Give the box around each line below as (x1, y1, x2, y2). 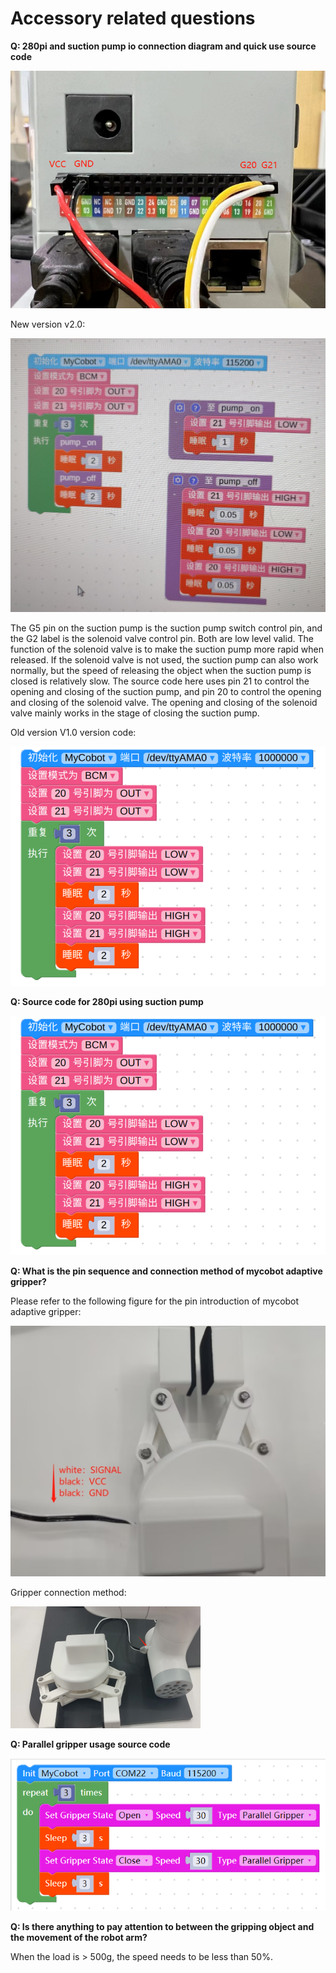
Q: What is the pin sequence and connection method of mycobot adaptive (10, 1265, 323, 1277)
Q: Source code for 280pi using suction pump (10, 995, 204, 1007)
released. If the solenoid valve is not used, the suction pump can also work (10, 653, 319, 666)
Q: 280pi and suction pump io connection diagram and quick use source (10, 40, 317, 52)
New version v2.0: (10, 318, 86, 330)
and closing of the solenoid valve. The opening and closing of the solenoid (10, 696, 318, 708)
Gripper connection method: (10, 1587, 127, 1599)
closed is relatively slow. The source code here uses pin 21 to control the (10, 675, 310, 687)
